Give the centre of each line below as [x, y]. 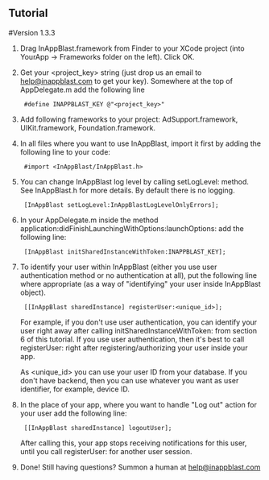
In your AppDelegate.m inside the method [89, 220]
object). [33, 292]
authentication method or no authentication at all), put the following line [139, 275]
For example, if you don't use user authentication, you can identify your [139, 322]
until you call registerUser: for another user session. [106, 451]
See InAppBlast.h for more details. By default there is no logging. [127, 190]
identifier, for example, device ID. [75, 389]
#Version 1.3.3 [32, 32]
